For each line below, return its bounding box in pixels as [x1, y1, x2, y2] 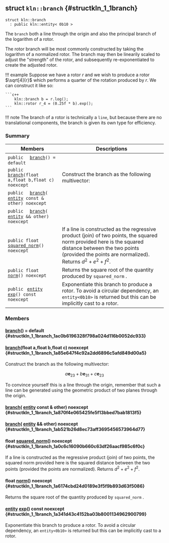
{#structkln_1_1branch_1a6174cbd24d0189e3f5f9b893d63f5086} [5, 483, 145, 489]
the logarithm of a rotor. [5, 36, 54, 42]
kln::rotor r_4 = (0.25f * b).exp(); [14, 101, 94, 106]
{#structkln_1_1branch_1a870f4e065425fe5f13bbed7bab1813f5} [5, 409, 142, 415]
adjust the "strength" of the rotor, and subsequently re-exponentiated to [5, 57, 155, 63]
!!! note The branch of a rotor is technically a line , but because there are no [5, 114, 162, 120]
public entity [8, 286, 43, 292]
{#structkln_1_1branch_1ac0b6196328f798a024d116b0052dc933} [5, 333, 146, 339]
